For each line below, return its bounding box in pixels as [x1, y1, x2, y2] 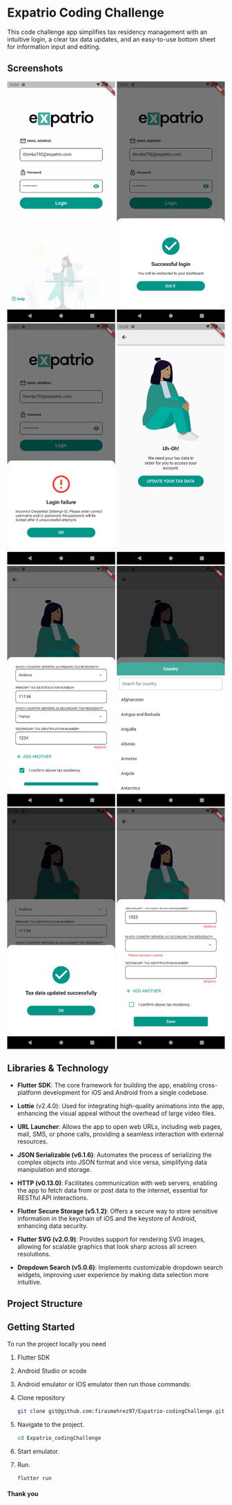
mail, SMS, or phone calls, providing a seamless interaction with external [17, 1130, 224, 1138]
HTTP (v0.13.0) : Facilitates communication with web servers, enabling [17, 1179, 217, 1187]
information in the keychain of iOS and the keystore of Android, [17, 1214, 197, 1222]
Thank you [7, 1490, 39, 1498]
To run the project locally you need [7, 1339, 106, 1348]
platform [17, 1088, 41, 1096]
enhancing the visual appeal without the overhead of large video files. [17, 1109, 216, 1117]
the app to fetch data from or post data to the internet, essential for [17, 1186, 209, 1194]
